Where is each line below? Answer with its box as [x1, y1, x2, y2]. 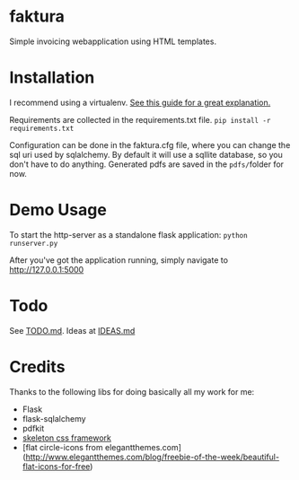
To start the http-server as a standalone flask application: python [9, 229, 249, 240]
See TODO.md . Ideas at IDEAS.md [9, 325, 136, 336]
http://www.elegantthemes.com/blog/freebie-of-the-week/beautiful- [25, 451, 280, 462]
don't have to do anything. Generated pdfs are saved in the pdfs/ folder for [9, 159, 285, 170]
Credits [9, 356, 66, 377]
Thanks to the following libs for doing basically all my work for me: [9, 386, 255, 397]
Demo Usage [9, 200, 108, 221]
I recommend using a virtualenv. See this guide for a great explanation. [9, 97, 271, 108]
